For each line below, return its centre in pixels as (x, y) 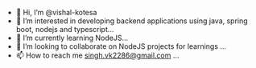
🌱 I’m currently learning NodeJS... (72, 38)
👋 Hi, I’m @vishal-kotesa (56, 12)
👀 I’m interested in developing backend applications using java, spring (132, 21)
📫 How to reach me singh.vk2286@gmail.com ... (97, 55)
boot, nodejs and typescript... (65, 29)
